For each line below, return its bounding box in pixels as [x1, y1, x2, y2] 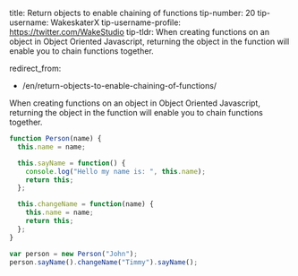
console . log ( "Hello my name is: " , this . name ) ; [25, 167, 206, 176]
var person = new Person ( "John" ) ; [9, 249, 139, 258]
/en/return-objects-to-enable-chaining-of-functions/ [21, 81, 217, 91]
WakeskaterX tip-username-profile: [50, 17, 182, 28]
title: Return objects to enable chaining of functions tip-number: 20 [9, 8, 256, 18]
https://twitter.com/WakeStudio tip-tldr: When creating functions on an [9, 27, 270, 37]
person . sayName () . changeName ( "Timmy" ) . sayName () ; [9, 257, 199, 267]
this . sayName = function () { [17, 159, 126, 168]
